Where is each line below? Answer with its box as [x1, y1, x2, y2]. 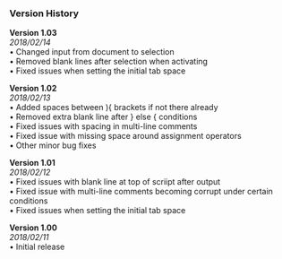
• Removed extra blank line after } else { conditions [9, 111, 198, 123]
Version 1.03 [9, 28, 57, 39]
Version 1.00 [9, 222, 58, 233]
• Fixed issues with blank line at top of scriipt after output [9, 177, 221, 187]
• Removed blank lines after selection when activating [9, 56, 209, 67]
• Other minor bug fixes [9, 140, 97, 151]
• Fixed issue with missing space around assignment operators [9, 131, 242, 142]
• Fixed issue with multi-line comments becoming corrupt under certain [9, 186, 273, 197]
